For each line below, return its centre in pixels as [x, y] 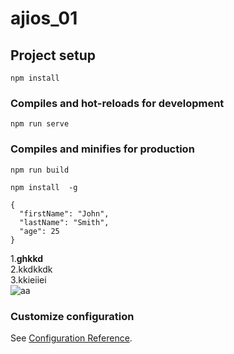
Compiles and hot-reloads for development [117, 103]
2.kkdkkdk [31, 269]
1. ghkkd [27, 258]
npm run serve [40, 124]
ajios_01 [44, 18]
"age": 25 [39, 231]
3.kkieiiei [28, 279]
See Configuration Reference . [71, 338]
